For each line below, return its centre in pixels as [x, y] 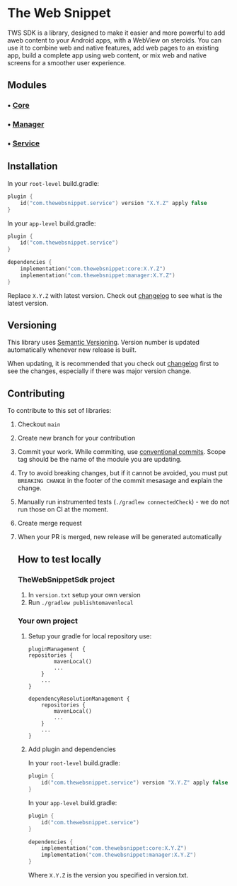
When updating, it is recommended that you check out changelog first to [113, 364]
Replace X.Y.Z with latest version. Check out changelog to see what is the [115, 295]
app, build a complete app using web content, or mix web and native [107, 55]
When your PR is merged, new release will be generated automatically [120, 537]
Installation [33, 166]
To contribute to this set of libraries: [59, 411]
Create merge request [50, 524]
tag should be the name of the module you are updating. [100, 460]
